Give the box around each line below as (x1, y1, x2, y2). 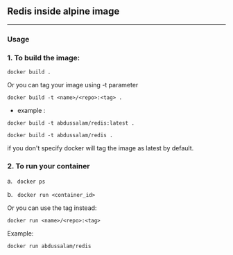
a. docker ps (7, 177, 46, 186)
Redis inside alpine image (7, 6, 120, 17)
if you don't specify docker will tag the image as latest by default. (7, 144, 194, 152)
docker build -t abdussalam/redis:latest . (7, 120, 135, 127)
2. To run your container (7, 161, 90, 170)
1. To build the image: (7, 53, 80, 62)
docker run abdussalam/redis (7, 243, 92, 250)
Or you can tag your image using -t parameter (7, 81, 139, 89)
